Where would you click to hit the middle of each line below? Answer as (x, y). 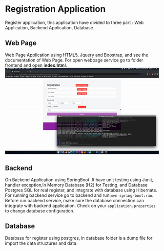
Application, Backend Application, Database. (50, 27)
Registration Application (55, 9)
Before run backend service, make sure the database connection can (74, 201)
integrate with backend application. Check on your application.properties (81, 206)
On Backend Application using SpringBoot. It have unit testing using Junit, (79, 180)
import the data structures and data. (41, 243)
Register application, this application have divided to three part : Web (74, 22)
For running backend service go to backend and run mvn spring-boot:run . (79, 195)
